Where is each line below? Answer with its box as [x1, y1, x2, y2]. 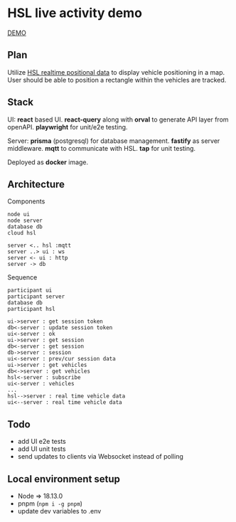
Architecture [7, 178, 65, 190]
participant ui [7, 287, 53, 294]
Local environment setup [7, 473, 121, 485]
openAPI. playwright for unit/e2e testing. [7, 122, 128, 131]
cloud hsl [7, 230, 37, 237]
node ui [7, 211, 31, 218]
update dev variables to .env [17, 507, 102, 515]
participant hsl [7, 306, 55, 313]
